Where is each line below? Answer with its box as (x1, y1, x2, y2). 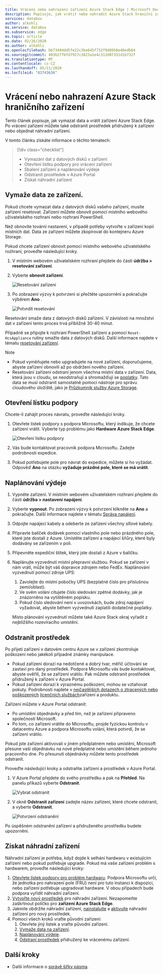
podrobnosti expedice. (12, 450, 57, 456)
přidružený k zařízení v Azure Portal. (12, 676, 85, 682)
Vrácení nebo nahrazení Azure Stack (5, 91, 156, 102)
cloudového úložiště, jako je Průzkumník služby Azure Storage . (12, 385, 138, 390)
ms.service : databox (5, 25, 47, 30)
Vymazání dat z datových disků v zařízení (24, 156, 108, 162)
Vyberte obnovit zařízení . (12, 272, 64, 278)
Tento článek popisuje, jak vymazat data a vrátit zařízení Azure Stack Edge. (5, 118, 155, 123)
